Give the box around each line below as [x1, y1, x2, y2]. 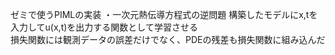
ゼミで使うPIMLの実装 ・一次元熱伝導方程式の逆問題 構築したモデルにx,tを [10, 9, 318, 20]
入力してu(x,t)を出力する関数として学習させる [10, 21, 198, 33]
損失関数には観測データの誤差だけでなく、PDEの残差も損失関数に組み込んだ [10, 34, 326, 45]
